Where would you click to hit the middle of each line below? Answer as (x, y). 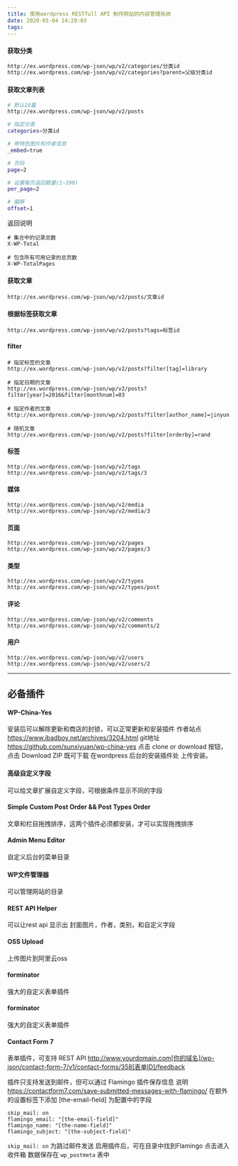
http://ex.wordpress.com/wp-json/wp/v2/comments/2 (84, 626)
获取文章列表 (26, 89)
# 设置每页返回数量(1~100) (43, 183)
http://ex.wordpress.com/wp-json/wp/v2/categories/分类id (93, 66)
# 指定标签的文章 (29, 362)
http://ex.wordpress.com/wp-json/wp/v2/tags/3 (77, 473)
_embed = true (25, 150)
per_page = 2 (23, 189)
